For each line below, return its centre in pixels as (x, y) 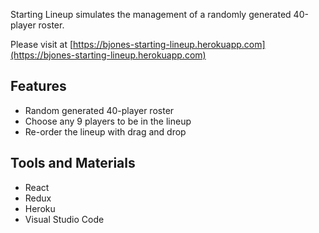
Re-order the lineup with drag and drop (105, 131)
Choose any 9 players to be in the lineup (108, 121)
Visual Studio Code (64, 219)
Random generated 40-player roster (99, 110)
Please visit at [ (42, 44)
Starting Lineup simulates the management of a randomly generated (151, 14)
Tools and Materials (73, 163)
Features (38, 86)
